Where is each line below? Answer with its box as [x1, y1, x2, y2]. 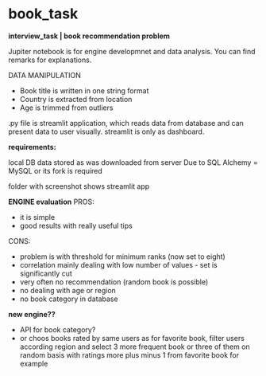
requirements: [8, 142, 57, 151]
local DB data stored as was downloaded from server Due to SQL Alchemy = [8, 157, 258, 167]
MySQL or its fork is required [8, 166, 103, 175]
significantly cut [19, 268, 73, 278]
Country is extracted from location [19, 94, 133, 104]
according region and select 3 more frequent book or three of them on [19, 342, 250, 351]
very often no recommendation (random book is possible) [19, 276, 209, 287]
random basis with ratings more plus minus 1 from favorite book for [19, 350, 240, 359]
